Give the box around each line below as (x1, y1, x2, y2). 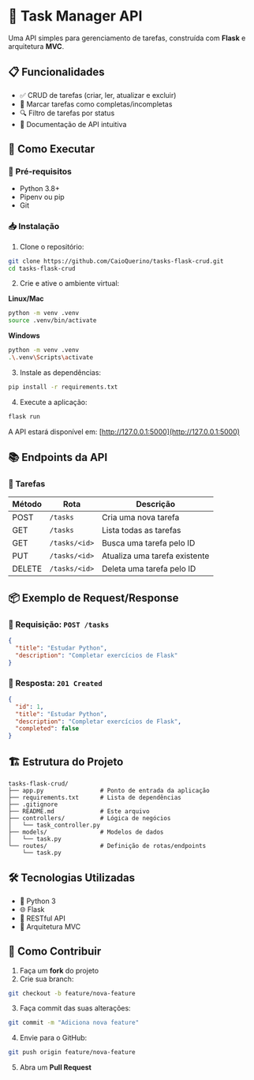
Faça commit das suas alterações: (19, 1003, 132, 1013)
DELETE (12, 564, 42, 575)
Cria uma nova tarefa (101, 512, 180, 523)
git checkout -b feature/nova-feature (8, 989, 136, 997)
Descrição (136, 499, 176, 510)
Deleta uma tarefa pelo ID (101, 564, 196, 575)
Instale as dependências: (19, 367, 101, 377)
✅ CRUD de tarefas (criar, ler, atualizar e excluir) (19, 90, 177, 99)
